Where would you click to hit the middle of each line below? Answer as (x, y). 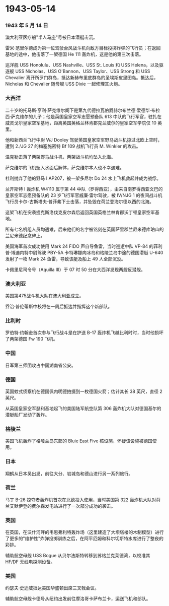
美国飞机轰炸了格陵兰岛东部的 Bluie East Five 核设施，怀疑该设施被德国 (79, 441)
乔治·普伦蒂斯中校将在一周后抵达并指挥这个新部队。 (59, 307)
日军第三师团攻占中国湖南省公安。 (40, 365)
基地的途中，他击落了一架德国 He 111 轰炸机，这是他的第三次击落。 (74, 54)
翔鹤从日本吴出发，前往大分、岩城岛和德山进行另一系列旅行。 (69, 474)
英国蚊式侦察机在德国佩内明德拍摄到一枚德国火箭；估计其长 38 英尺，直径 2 (84, 391)
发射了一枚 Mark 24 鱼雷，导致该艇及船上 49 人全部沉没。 (65, 259)
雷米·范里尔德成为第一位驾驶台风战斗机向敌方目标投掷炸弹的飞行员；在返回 (83, 48)
